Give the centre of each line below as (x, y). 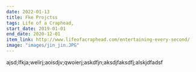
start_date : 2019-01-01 (36, 28)
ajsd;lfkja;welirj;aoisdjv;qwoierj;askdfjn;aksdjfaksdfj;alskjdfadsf (85, 62)
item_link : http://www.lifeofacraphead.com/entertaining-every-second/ (98, 40)
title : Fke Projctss (32, 17)
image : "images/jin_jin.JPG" (43, 46)
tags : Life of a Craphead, (40, 23)
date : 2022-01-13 (28, 12)
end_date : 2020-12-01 (33, 34)
